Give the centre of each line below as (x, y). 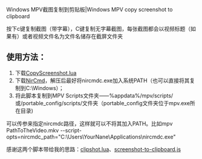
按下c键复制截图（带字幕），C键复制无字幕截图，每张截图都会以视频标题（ (99, 29)
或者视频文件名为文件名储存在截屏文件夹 (72, 36)
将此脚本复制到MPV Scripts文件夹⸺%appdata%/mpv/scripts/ (94, 96)
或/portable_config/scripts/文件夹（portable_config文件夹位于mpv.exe (103, 103)
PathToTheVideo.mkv (33, 130)
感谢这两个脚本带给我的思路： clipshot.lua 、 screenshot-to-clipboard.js (94, 149)
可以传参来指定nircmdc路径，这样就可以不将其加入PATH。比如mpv (90, 123)
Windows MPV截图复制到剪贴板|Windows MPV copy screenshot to (90, 9)
